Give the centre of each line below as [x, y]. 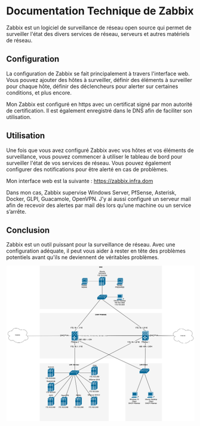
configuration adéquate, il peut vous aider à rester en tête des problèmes [96, 251]
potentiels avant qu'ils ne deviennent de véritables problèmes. [83, 257]
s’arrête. [16, 211]
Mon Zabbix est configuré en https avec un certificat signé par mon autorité [99, 104]
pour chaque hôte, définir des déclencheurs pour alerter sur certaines [92, 86]
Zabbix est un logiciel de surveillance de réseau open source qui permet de [99, 28]
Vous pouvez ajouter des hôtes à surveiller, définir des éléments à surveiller [99, 80]
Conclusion [28, 230]
